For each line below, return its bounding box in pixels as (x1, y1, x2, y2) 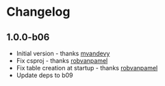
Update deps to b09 (16, 71, 73, 79)
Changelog (6, 4, 71, 20)
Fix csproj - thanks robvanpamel (16, 57, 108, 65)
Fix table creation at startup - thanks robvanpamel (16, 64, 158, 72)
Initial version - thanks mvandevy (16, 49, 110, 57)
